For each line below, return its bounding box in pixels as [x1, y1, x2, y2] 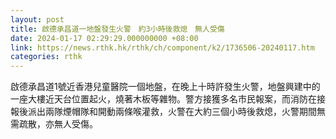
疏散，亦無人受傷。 [18, 118, 98, 130]
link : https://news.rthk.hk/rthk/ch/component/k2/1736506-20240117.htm [10, 42, 315, 53]
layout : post [10, 14, 65, 25]
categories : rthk [10, 52, 83, 62]
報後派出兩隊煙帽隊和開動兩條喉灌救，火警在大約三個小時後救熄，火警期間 [10, 106, 317, 118]
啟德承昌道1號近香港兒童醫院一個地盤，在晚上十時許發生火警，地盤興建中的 [10, 81, 321, 93]
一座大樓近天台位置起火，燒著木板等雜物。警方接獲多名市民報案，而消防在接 [10, 93, 326, 105]
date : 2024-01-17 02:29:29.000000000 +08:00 [10, 33, 199, 43]
